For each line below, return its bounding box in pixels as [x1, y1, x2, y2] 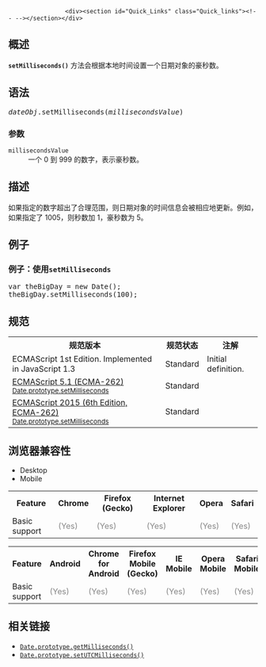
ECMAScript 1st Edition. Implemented [12, 354, 153, 365]
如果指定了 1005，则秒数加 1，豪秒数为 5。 [8, 213, 148, 222]
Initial [207, 354, 227, 365]
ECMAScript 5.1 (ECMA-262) [12, 377, 124, 388]
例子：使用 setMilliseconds [8, 264, 112, 275]
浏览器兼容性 [8, 444, 71, 458]
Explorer [153, 503, 186, 514]
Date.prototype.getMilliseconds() [19, 642, 134, 650]
